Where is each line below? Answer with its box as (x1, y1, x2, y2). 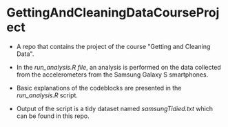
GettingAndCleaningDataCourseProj (6, 5, 220, 21)
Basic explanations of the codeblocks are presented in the (16, 84, 182, 92)
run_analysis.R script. (16, 91, 79, 99)
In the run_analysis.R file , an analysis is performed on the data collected (16, 63, 221, 71)
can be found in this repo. (16, 112, 90, 120)
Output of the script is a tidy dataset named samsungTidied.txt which (16, 104, 214, 113)
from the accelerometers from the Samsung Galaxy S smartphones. (16, 70, 209, 79)
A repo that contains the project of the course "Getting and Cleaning (16, 42, 211, 50)
